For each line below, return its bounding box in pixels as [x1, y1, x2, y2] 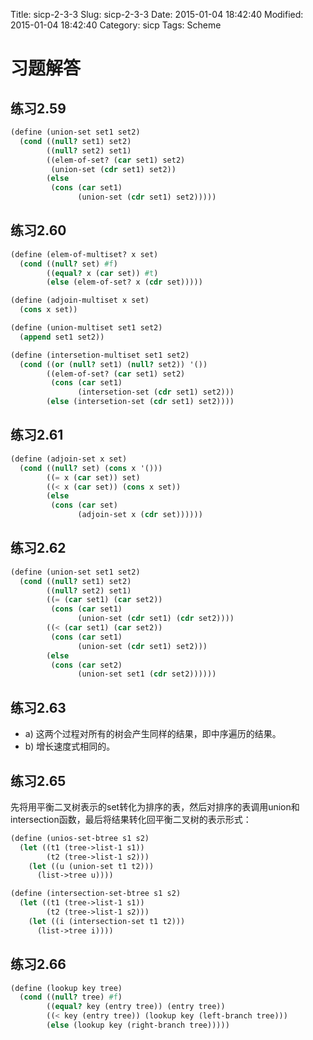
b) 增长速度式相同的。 [24, 740, 116, 753]
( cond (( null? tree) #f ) [19, 992, 123, 1003]
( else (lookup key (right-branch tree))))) [46, 1020, 230, 1030]
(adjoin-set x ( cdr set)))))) [77, 510, 203, 520]
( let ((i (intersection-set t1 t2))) [28, 916, 186, 926]
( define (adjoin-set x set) [10, 454, 128, 464]
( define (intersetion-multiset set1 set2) [10, 350, 190, 360]
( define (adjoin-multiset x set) [10, 295, 150, 306]
